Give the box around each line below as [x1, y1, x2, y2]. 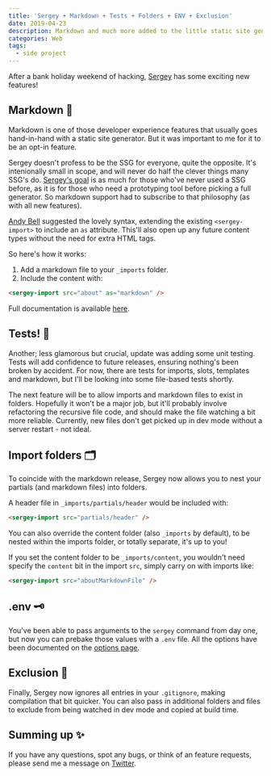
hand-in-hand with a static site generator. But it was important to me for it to [8, 133, 261, 143]
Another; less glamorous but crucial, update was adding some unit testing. [8, 348, 256, 358]
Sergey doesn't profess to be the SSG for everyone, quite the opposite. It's [8, 157, 256, 167]
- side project [15, 49, 67, 57]
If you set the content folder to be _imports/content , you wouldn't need [8, 552, 245, 562]
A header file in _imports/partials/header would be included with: [8, 498, 229, 508]
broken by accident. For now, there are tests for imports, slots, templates [8, 365, 250, 375]
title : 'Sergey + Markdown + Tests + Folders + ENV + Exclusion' [8, 11, 232, 20]
